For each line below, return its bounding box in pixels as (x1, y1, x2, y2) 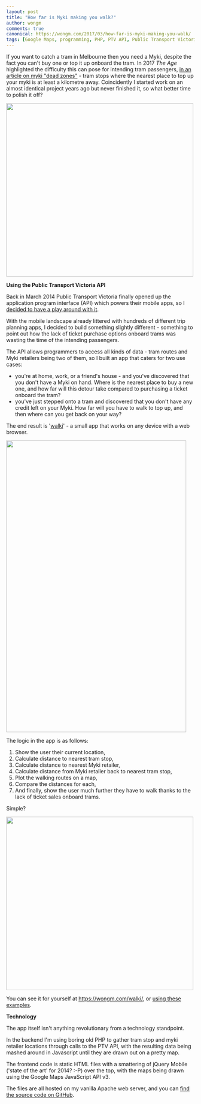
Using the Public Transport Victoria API (6, 282, 106, 288)
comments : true (6, 25, 44, 32)
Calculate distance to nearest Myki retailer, (14, 761, 121, 769)
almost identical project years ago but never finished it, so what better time (6, 85, 191, 92)
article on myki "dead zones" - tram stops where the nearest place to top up (6, 72, 194, 79)
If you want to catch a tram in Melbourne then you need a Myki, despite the (6, 53, 191, 60)
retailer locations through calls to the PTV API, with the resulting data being (6, 1043, 191, 1049)
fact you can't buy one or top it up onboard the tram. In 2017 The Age (6, 59, 178, 66)
